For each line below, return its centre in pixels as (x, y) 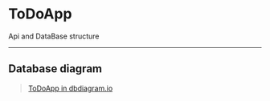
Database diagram (55, 69)
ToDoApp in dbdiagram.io (70, 88)
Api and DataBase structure (54, 36)
